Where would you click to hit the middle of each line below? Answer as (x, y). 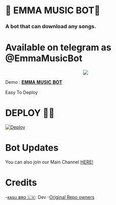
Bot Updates (32, 148)
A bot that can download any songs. (51, 27)
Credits (21, 183)
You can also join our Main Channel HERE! (49, 162)
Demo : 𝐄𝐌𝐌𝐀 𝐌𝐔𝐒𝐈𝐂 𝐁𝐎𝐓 (34, 82)
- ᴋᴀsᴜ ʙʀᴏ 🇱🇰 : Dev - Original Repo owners (50, 197)
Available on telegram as (59, 48)
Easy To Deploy (22, 93)
